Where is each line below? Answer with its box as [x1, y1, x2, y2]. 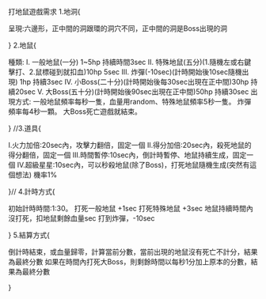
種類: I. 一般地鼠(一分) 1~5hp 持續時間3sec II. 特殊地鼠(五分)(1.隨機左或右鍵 [8, 58, 252, 66]
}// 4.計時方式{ [8, 187, 55, 196]
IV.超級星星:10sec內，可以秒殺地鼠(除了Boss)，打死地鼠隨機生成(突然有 [17, 161, 250, 169]
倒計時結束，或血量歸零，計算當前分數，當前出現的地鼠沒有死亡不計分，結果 [8, 248, 258, 256]
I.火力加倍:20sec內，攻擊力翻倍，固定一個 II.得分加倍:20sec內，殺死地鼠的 [8, 141, 252, 149]
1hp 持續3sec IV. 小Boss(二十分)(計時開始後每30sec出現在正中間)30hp [19, 78, 249, 86]
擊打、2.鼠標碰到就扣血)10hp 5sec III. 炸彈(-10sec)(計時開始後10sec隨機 [8, 67, 242, 77]
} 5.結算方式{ [8, 230, 50, 240]
